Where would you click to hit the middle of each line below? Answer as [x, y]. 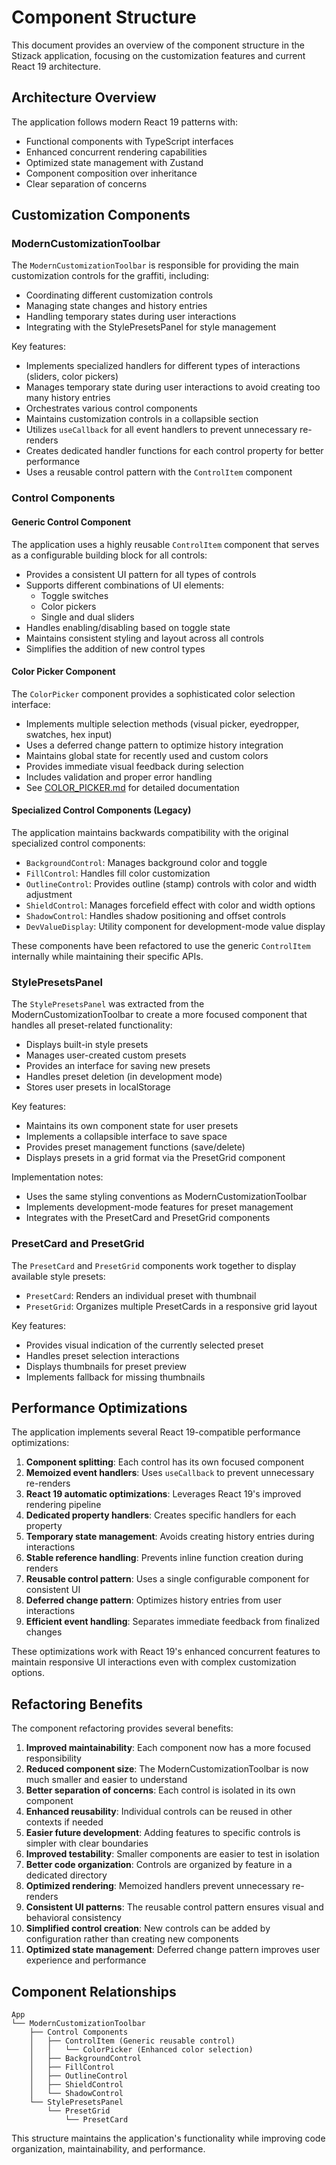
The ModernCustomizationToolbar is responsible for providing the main [155, 265]
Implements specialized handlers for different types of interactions [163, 366]
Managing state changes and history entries [116, 306]
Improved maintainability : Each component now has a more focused [168, 1748]
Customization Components [101, 215]
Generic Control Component [71, 522]
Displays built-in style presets [87, 1045]
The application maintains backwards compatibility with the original [150, 832]
